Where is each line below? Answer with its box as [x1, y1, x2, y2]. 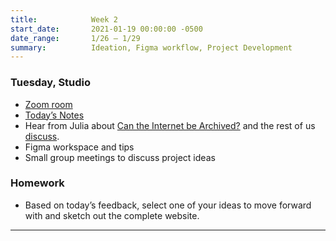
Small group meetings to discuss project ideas [24, 151, 216, 163]
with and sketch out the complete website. [24, 209, 200, 221]
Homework [10, 176, 65, 190]
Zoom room [24, 98, 73, 110]
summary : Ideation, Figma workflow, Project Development [10, 42, 293, 53]
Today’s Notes [24, 109, 85, 121]
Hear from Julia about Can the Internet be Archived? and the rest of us [24, 119, 316, 131]
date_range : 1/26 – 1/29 [10, 33, 141, 43]
